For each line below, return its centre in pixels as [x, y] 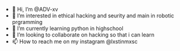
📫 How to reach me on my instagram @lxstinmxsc [75, 41]
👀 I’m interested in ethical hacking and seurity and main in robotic [93, 16]
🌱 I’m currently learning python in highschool [67, 28]
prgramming [27, 22]
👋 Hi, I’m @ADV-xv [35, 9]
